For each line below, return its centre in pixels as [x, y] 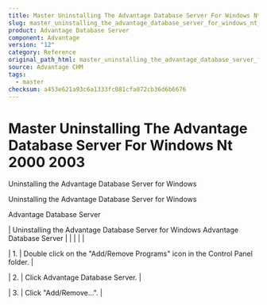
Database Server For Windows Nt [120, 145]
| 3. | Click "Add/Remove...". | [56, 293]
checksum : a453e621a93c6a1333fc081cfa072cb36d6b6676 [97, 89]
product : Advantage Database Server [69, 30]
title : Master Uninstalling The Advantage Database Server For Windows [129, 15]
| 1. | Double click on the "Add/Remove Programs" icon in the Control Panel [130, 254]
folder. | [21, 262]
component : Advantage [44, 38]
